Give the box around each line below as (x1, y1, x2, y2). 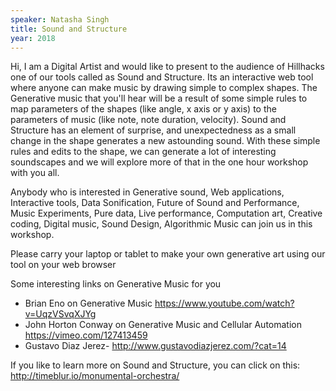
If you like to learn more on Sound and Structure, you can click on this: (10, 359, 301, 371)
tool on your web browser (10, 259, 117, 271)
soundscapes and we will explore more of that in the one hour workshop (10, 156, 309, 168)
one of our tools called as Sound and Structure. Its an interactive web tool (10, 71, 314, 83)
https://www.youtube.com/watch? (154, 297, 295, 310)
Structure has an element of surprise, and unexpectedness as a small (10, 124, 297, 136)
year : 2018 (10, 33, 56, 43)
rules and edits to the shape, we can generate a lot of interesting (10, 146, 277, 158)
